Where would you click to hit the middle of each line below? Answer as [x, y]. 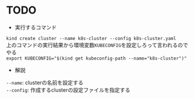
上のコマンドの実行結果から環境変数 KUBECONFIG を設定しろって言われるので [97, 45]
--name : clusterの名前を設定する [45, 82]
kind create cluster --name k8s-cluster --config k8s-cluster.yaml [91, 38]
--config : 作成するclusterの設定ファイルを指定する [68, 90]
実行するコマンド [36, 27]
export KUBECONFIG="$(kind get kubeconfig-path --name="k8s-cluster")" [96, 58]
